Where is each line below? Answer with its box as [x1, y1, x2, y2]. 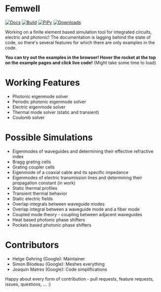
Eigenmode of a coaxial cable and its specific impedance [12, 169, 129, 175]
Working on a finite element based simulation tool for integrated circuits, [5, 29, 152, 35]
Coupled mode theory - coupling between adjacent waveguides [12, 211, 142, 217]
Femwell [5, 3, 40, 14]
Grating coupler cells [12, 164, 55, 170]
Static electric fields [12, 195, 53, 201]
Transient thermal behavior [12, 190, 68, 196]
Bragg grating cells [12, 159, 51, 165]
